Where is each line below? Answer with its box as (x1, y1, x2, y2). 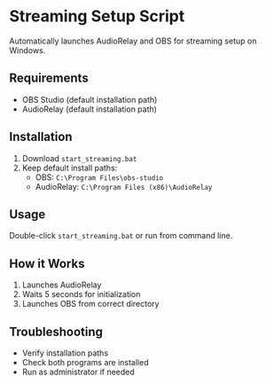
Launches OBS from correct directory (21, 299, 160, 310)
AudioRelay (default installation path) (21, 104, 158, 114)
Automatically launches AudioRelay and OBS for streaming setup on (9, 35, 257, 46)
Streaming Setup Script (9, 6, 185, 27)
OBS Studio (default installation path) (21, 94, 158, 105)
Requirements (9, 71, 89, 86)
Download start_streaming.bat (21, 153, 137, 163)
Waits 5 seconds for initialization (21, 289, 141, 300)
